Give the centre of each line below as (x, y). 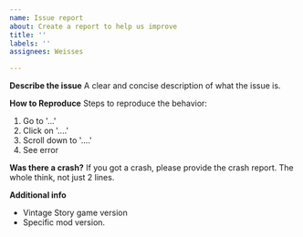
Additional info (38, 195)
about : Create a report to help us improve (94, 26)
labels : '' (30, 43)
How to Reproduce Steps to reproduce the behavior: (109, 103)
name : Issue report (47, 18)
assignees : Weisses (47, 52)
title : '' (28, 35)
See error (41, 150)
